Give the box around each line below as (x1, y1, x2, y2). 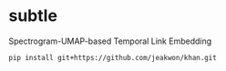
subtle (8, 5, 58, 26)
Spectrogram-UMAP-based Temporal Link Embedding (8, 35, 212, 46)
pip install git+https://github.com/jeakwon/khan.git (8, 53, 218, 62)
